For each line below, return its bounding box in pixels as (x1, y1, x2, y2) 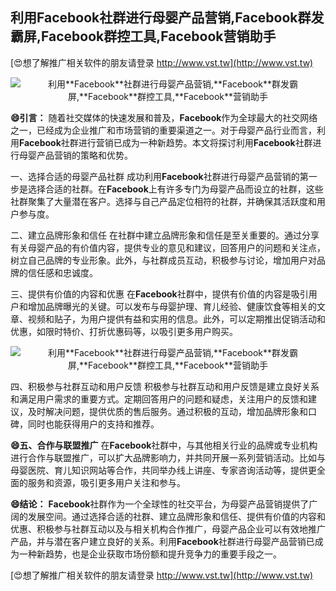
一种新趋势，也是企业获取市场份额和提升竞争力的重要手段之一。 (18, 548, 282, 560)
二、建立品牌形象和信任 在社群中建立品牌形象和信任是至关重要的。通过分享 (10, 229, 320, 241)
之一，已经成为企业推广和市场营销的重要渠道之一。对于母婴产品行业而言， (10, 124, 317, 136)
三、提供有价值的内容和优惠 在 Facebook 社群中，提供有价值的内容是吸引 (10, 288, 309, 300)
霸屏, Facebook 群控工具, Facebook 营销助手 (10, 28, 277, 45)
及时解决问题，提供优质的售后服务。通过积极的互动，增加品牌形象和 (27, 405, 308, 417)
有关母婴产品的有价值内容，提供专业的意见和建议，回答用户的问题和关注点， (10, 241, 326, 253)
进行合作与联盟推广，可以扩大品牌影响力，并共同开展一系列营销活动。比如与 (10, 451, 326, 463)
